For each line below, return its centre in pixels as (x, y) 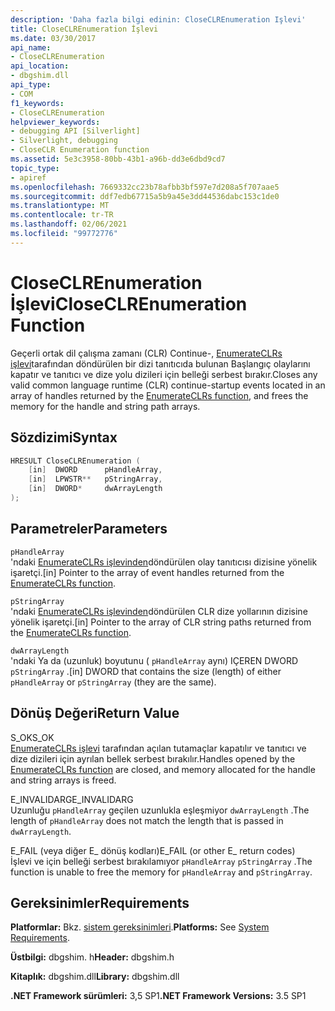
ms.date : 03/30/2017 (53, 38)
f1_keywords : (37, 103)
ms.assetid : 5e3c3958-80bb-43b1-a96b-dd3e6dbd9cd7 (118, 159)
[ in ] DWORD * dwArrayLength (95, 489)
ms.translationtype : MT (60, 206)
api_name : (31, 47)
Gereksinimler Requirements (100, 902)
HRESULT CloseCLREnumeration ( (75, 461)
